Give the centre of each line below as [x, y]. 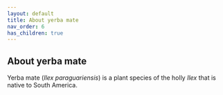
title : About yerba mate [43, 20]
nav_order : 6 [26, 26]
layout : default [30, 14]
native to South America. [42, 85]
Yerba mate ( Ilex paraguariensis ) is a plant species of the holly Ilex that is [111, 78]
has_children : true [35, 33]
